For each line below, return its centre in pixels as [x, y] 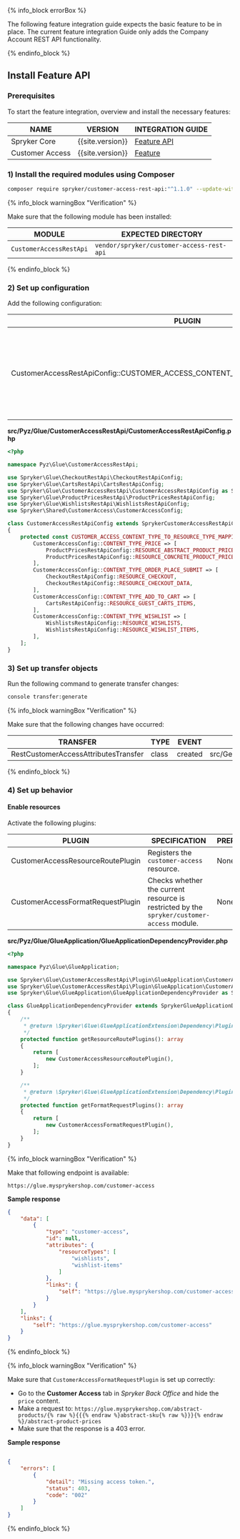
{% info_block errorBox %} [47, 10]
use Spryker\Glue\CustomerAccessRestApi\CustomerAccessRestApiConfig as [118, 491]
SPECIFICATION [179, 840]
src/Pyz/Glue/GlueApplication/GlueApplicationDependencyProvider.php [118, 941]
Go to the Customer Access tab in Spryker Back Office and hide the [118, 1393]
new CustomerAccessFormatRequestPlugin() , [110, 1125]
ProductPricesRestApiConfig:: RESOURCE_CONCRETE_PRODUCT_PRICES [141, 557]
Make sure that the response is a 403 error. [81, 1429]
